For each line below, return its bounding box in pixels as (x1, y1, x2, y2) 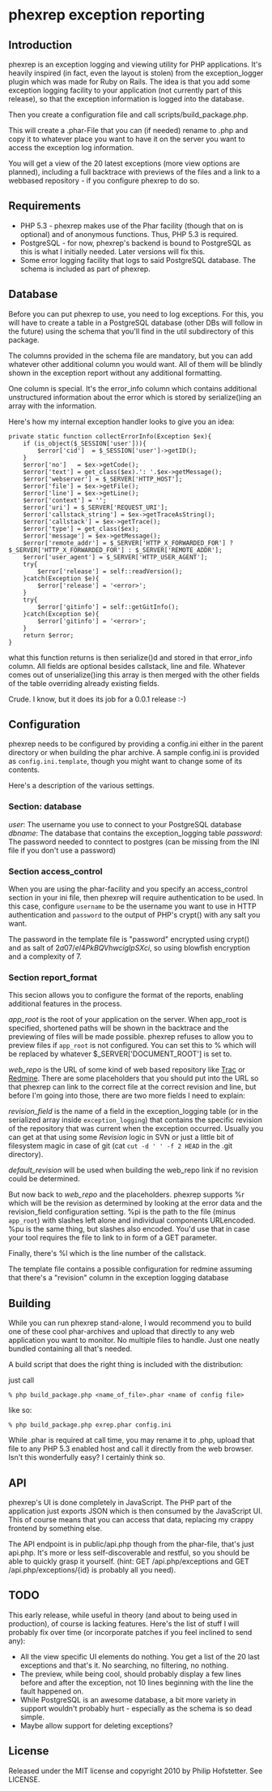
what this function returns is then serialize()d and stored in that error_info (8, 652, 253, 662)
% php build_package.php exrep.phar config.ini (8, 1421, 172, 1430)
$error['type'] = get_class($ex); (23, 524, 139, 533)
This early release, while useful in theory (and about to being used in (8, 1610, 237, 1620)
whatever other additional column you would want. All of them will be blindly (8, 359, 263, 369)
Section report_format (8, 972, 98, 983)
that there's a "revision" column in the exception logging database (8, 1273, 229, 1283)
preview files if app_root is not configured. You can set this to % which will (8, 1041, 257, 1051)
